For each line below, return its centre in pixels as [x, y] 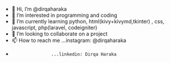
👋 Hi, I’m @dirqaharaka [39, 9]
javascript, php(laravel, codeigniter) [54, 27]
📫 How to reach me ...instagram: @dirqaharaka [69, 40]
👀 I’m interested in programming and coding [65, 15]
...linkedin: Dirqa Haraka [84, 54]
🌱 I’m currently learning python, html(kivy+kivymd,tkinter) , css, [88, 21]
